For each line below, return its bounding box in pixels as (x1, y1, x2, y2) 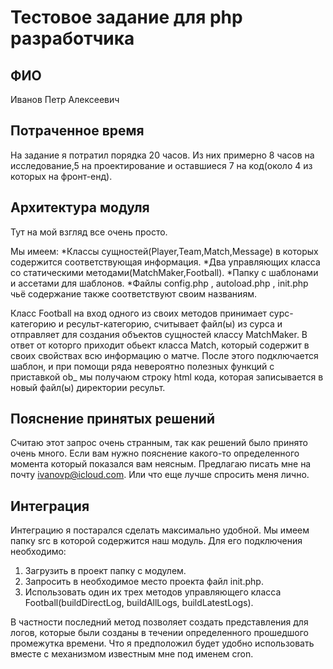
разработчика (10, 27, 135, 50)
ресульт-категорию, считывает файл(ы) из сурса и (65, 317, 283, 330)
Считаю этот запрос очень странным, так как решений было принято (10, 437, 308, 449)
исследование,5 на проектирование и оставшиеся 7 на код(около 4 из (10, 159, 313, 171)
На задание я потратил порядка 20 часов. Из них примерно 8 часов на (10, 149, 315, 161)
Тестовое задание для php (10, 6, 243, 29)
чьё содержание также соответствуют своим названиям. (10, 287, 257, 300)
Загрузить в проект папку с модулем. (24, 565, 187, 577)
